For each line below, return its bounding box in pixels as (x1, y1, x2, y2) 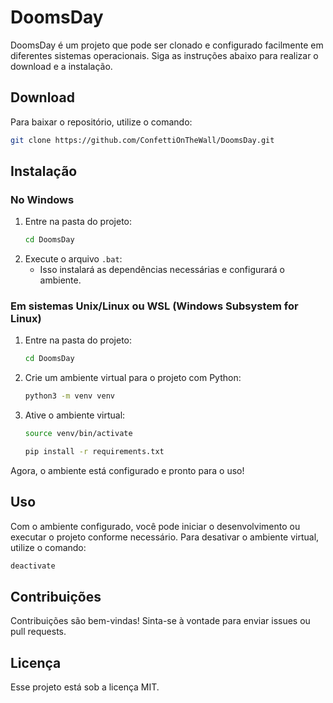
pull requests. (10, 626, 67, 638)
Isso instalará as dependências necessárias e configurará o (39, 264, 285, 276)
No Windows (10, 192, 75, 206)
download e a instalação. (10, 60, 113, 72)
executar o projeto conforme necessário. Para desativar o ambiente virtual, (10, 531, 320, 543)
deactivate (10, 561, 56, 571)
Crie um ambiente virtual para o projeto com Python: (24, 372, 242, 384)
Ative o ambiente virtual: (24, 409, 126, 421)
